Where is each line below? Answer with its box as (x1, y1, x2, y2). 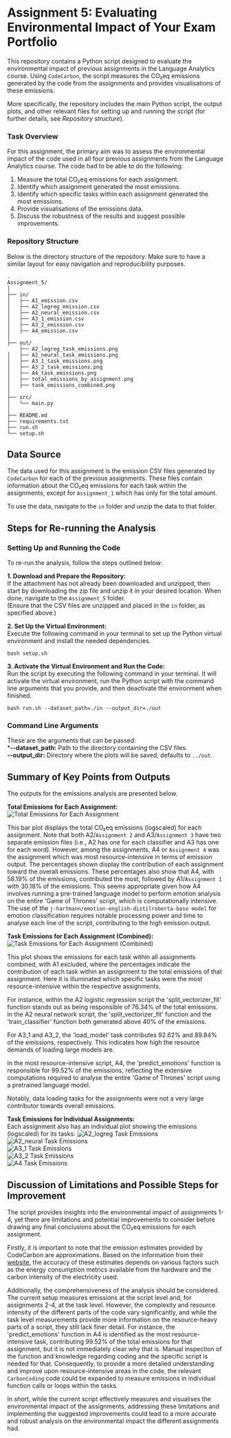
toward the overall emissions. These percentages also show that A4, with (7, 867, 214, 876)
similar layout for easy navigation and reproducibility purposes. (7, 259, 186, 268)
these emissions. (7, 86, 55, 95)
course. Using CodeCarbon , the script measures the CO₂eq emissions (7, 71, 201, 80)
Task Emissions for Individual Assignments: (7, 1115, 135, 1123)
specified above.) (7, 609, 57, 617)
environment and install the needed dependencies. (7, 637, 151, 645)
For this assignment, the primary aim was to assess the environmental (7, 147, 205, 156)
